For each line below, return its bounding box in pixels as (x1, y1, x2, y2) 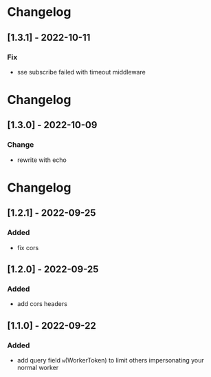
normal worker (16, 363, 59, 371)
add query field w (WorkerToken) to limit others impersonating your (16, 356, 204, 364)
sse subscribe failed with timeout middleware (16, 68, 146, 76)
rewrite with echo (16, 156, 67, 164)
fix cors (16, 243, 39, 252)
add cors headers (16, 300, 67, 308)
